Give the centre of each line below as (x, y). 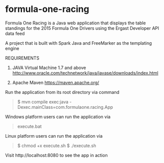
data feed (15, 33)
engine (12, 48)
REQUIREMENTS (22, 58)
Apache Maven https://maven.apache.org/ (56, 82)
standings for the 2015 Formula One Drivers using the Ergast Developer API (82, 28)
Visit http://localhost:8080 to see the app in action (56, 155)
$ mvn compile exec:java (43, 102)
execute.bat (30, 126)
